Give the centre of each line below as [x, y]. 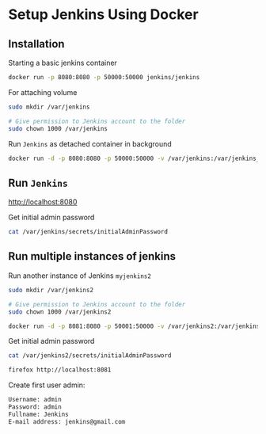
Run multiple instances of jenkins [92, 256]
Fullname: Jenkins [38, 414]
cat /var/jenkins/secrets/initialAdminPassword [88, 232]
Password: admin [35, 407]
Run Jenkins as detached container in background [90, 143]
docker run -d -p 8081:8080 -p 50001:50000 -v [86, 326]
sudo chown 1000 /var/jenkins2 [60, 312]
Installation [36, 44]
